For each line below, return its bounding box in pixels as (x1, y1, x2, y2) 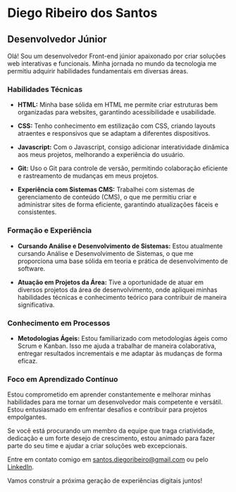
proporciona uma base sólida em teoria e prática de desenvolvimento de (17, 257, 228, 265)
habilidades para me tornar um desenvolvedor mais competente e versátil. (7, 398, 223, 406)
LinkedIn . (7, 463, 34, 471)
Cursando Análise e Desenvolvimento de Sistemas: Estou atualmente (17, 242, 223, 250)
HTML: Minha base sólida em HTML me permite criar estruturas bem (17, 100, 218, 109)
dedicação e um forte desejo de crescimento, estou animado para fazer (7, 434, 216, 443)
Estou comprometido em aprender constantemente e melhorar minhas (7, 390, 211, 399)
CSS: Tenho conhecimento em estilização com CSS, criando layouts (17, 122, 216, 130)
